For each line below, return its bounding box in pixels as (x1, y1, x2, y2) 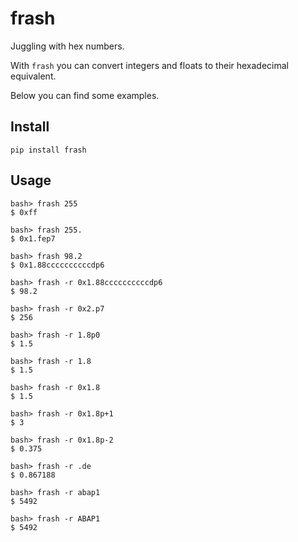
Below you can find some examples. (10, 89, 160, 101)
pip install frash (10, 145, 87, 155)
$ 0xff (10, 207, 38, 217)
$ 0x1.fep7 (10, 233, 56, 244)
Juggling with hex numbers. (10, 40, 125, 52)
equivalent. (10, 70, 57, 82)
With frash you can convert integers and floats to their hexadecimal (10, 59, 290, 71)
